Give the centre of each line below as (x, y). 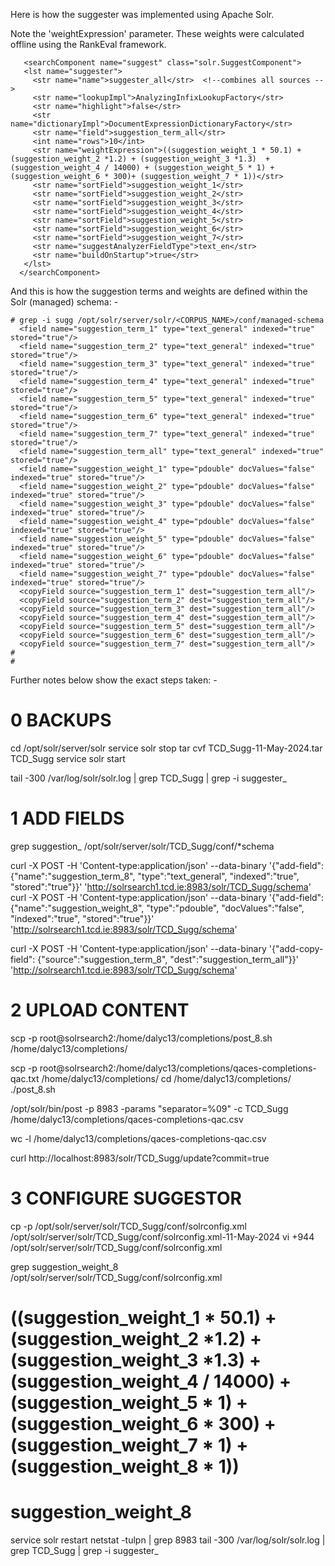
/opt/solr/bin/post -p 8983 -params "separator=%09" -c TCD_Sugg (149, 1108)
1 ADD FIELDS (67, 818)
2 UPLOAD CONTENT (100, 1010)
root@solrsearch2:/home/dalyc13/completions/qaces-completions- (178, 1068)
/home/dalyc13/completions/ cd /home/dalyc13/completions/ (166, 1078)
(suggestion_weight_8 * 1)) (125, 1466)
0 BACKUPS (61, 720)
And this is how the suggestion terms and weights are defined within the (159, 291)
